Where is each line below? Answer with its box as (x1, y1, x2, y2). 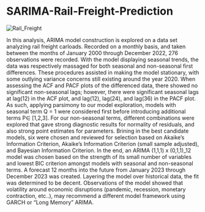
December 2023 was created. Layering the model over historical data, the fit (6, 172, 199, 180)
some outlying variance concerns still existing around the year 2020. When (6, 75, 196, 82)
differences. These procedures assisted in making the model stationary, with (6, 68, 199, 76)
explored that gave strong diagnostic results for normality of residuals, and (6, 120, 195, 128)
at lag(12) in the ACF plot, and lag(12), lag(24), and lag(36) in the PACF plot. (6, 95, 196, 102)
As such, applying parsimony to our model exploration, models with (6, 101, 176, 108)
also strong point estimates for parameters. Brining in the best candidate (6, 127, 189, 134)
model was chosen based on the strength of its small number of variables (6, 153, 192, 160)
